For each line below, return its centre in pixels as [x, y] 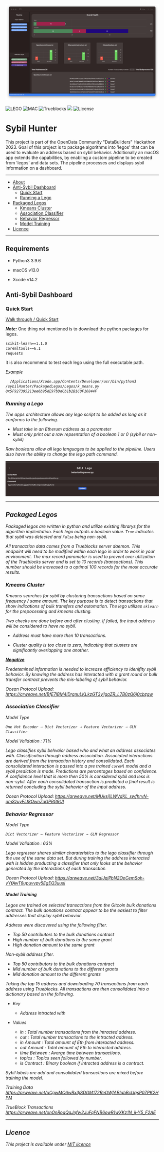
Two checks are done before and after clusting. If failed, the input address [80, 621]
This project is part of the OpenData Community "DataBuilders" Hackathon [81, 142]
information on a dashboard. [34, 168]
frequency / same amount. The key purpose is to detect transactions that [79, 601]
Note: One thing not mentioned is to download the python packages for [77, 329]
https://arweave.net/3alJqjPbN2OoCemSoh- [100, 878]
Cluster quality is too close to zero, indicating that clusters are [75, 645]
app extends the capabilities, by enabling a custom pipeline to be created [79, 158]
